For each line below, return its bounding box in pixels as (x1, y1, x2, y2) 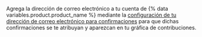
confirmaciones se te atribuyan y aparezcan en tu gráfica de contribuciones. (6, 24, 197, 31)
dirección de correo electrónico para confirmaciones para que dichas (6, 18, 179, 24)
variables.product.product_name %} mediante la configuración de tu (6, 11, 177, 18)
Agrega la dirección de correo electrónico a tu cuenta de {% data (6, 5, 168, 12)
